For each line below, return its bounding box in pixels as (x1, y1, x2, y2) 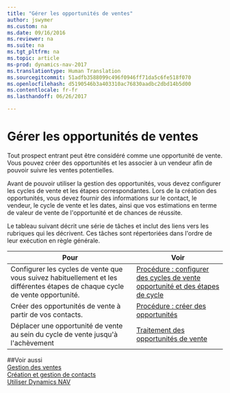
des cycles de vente (136, 273, 201, 282)
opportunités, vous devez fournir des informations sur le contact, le (7, 194, 197, 202)
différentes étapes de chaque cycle (10, 281, 125, 291)
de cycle (136, 290, 164, 300)
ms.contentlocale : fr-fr (7, 87, 78, 93)
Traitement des (136, 325, 185, 335)
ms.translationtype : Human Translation (7, 67, 121, 74)
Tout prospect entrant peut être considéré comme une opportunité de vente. (7, 151, 222, 159)
